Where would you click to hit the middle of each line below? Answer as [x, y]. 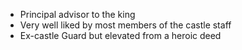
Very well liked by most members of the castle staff [125, 25]
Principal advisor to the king [77, 14]
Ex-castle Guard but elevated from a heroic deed [120, 35]
